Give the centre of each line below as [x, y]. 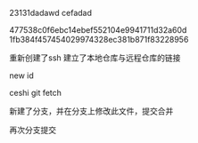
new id [21, 75]
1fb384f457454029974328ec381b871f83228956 [99, 40]
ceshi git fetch [36, 93]
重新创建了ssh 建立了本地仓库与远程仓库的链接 [95, 58]
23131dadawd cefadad [50, 13]
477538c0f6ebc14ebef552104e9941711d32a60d [98, 30]
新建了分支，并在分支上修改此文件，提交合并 [91, 111]
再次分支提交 [33, 130]
